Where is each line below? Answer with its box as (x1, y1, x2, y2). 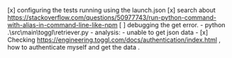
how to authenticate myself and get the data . (7, 43, 140, 51)
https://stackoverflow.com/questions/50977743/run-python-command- (7, 13, 216, 22)
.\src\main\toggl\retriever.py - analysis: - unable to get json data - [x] (7, 28, 209, 36)
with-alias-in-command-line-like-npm (7, 21, 118, 29)
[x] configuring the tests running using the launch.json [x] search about (7, 6, 216, 14)
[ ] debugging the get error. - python (119, 21, 226, 29)
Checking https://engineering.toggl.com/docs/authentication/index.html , (7, 36, 221, 44)
